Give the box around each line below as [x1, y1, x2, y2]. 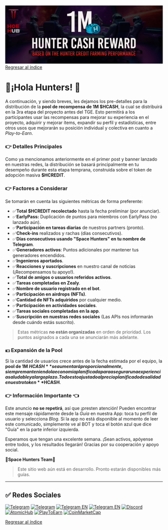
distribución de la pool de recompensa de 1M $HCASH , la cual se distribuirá [5, 103, 162, 109]
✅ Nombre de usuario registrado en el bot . [12, 285, 101, 291]
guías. [17, 471, 30, 477]
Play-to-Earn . [5, 130, 33, 136]
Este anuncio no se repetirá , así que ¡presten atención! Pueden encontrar [5, 405, 156, 411]
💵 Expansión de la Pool [5, 346, 62, 353]
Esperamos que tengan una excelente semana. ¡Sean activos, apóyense [5, 436, 153, 442]
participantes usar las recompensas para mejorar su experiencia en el [5, 114, 149, 120]
